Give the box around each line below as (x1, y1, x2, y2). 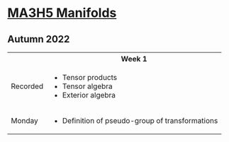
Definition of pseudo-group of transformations (62, 116, 218, 125)
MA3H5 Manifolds (7, 5, 117, 21)
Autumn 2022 (7, 33, 70, 45)
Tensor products (62, 73, 118, 82)
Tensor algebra (62, 81, 113, 91)
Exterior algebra (62, 90, 116, 100)
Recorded (11, 81, 44, 91)
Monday (11, 116, 39, 125)
